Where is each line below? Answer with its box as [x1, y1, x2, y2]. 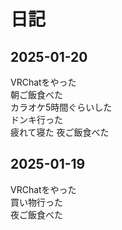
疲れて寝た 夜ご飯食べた [10, 126, 110, 138]
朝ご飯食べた [10, 89, 63, 100]
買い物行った [10, 196, 63, 208]
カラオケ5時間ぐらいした [10, 101, 113, 113]
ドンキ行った [10, 114, 63, 125]
